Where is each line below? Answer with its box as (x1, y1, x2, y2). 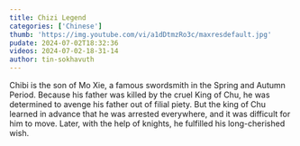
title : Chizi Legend (9, 13, 87, 23)
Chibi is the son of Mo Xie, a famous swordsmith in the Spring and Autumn (9, 80, 286, 90)
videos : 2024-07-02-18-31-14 (9, 47, 119, 56)
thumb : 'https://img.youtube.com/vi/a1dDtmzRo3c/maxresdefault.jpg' (9, 30, 272, 39)
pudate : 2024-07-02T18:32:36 (9, 38, 119, 48)
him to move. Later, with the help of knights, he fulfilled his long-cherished (9, 118, 286, 129)
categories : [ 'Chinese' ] (9, 22, 103, 31)
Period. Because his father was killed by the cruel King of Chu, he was (9, 89, 270, 100)
